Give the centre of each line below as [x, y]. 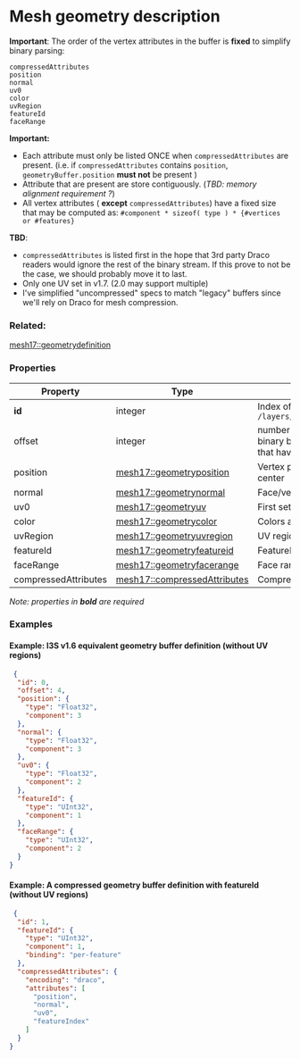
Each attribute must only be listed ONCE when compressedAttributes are [155, 155]
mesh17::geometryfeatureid [175, 550]
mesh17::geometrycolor [167, 521]
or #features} [48, 221]
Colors [271, 521]
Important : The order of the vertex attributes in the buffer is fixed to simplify [150, 41]
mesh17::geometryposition [173, 472]
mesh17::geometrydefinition [60, 345]
